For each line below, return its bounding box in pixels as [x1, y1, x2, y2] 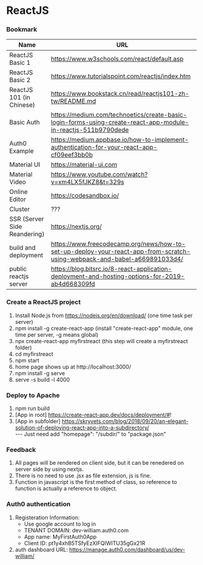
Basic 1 [9, 59, 31, 67]
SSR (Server [9, 215, 44, 224]
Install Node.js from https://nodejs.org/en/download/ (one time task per [14, 312, 193, 319]
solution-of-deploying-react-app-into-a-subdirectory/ [14, 424, 149, 431]
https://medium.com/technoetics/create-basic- [51, 111, 187, 119]
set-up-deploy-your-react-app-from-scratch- [51, 247, 191, 256]
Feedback [6, 445, 36, 454]
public [9, 265, 27, 273]
